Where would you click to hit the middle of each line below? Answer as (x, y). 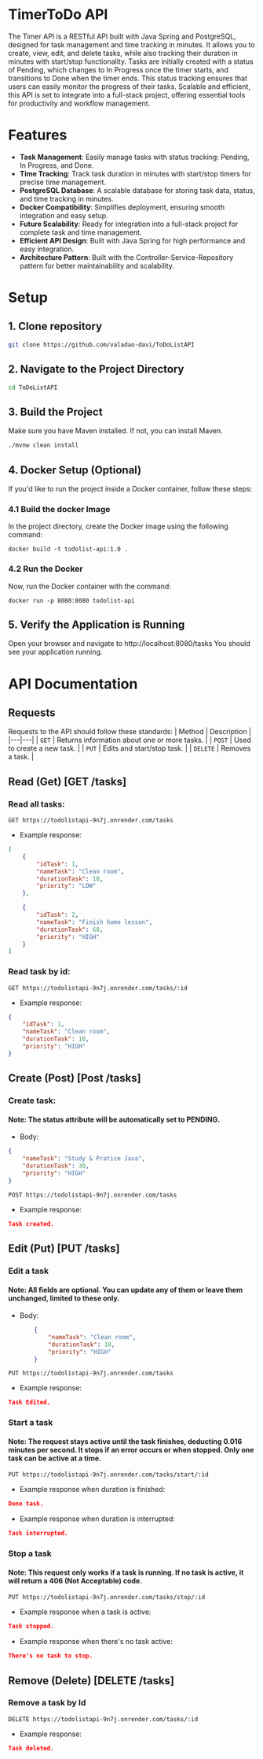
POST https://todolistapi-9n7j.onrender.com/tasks (93, 1195)
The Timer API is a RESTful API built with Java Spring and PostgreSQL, (122, 36)
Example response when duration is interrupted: (97, 1519)
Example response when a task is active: (85, 1612)
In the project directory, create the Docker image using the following (119, 526)
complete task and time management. (80, 232)
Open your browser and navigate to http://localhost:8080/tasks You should (129, 644)
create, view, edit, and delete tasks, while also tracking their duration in (123, 53)
